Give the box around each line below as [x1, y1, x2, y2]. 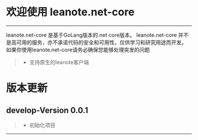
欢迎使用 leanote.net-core [6, 5, 135, 19]
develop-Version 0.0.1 [6, 105, 88, 115]
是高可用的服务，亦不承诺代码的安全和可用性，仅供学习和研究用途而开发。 [6, 39, 187, 46]
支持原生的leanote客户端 [29, 58, 90, 65]
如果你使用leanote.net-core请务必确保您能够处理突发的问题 [6, 46, 150, 53]
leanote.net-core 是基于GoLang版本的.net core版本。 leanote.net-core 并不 [6, 31, 189, 38]
